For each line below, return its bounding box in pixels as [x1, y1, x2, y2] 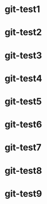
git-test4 [4, 73, 42, 84]
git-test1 [4, 4, 40, 15]
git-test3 [4, 49, 42, 61]
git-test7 [4, 142, 42, 153]
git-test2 [4, 27, 42, 38]
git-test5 [4, 96, 42, 107]
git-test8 [4, 165, 42, 176]
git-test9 [4, 188, 42, 199]
